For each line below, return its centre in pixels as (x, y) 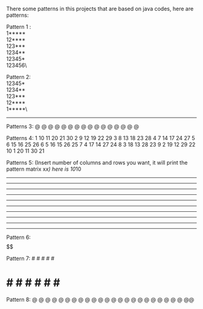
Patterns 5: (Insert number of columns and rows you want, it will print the (97, 163)
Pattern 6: (19, 237)
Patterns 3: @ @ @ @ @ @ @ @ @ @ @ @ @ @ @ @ (73, 126)
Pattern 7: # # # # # (31, 258)
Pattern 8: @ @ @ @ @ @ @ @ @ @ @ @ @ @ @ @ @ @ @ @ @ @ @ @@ (100, 299)
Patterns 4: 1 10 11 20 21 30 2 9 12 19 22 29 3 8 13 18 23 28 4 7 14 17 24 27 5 (101, 138)
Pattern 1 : (19, 27)
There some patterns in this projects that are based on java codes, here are (100, 9)
